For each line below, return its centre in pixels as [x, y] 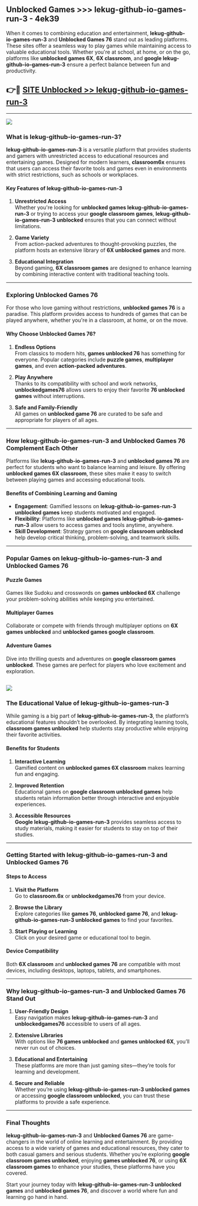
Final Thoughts [28, 1123]
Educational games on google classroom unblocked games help [93, 792]
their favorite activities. [34, 735]
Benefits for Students [33, 748]
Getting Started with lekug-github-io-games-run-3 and [87, 855]
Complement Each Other [42, 448]
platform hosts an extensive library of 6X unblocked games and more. [100, 251]
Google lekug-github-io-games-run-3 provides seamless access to [98, 822]
